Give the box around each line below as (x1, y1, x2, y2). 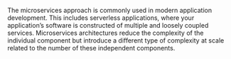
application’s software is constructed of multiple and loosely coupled (7, 21, 209, 29)
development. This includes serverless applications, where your (7, 14, 195, 22)
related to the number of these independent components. (7, 44, 176, 52)
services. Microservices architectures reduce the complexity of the (7, 28, 204, 37)
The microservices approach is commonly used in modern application (7, 6, 212, 14)
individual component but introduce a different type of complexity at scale (7, 36, 225, 45)
